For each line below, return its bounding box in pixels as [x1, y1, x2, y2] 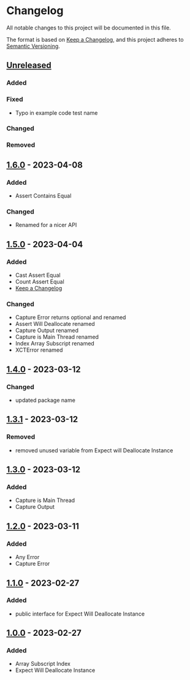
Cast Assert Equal [15, 271, 61, 279]
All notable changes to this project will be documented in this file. [6, 24, 172, 31]
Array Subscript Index [15, 660, 70, 668]
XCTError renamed [15, 346, 63, 354]
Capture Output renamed [15, 326, 78, 334]
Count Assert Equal [15, 278, 64, 285]
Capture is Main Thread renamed [15, 333, 99, 341]
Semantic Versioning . [6, 42, 60, 50]
